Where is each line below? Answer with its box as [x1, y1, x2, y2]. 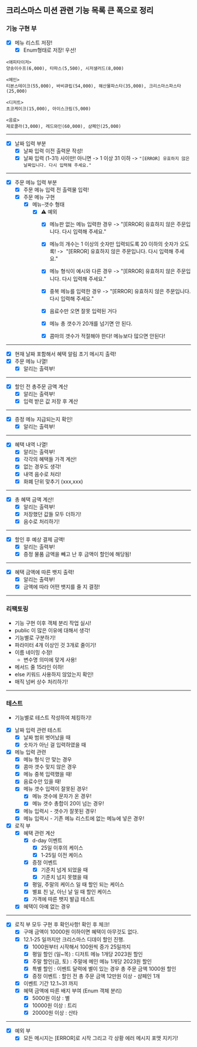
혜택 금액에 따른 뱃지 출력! [14, 568, 74, 576]
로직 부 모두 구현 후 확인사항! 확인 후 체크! [14, 921, 110, 928]
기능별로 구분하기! [14, 634, 56, 641]
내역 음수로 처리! [23, 470, 62, 477]
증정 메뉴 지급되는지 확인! [14, 416, 73, 423]
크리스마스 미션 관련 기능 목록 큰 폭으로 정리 [6, 5, 154, 16]
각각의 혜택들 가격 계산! [23, 456, 77, 463]
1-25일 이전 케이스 [40, 851, 83, 858]
